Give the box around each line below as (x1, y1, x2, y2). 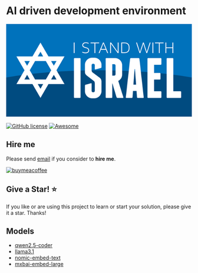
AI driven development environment (6, 4, 187, 18)
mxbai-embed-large (14, 261, 64, 268)
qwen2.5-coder (14, 242, 53, 249)
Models (6, 226, 34, 236)
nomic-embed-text (14, 254, 61, 261)
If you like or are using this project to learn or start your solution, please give (6, 203, 192, 210)
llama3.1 (14, 248, 34, 255)
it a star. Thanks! (6, 209, 47, 216)
